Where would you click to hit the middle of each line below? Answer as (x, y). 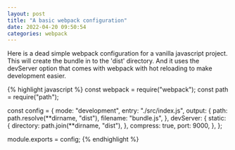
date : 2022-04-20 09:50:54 (47, 27)
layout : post (26, 14)
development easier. (37, 76)
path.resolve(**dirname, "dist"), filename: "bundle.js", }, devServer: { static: (117, 118)
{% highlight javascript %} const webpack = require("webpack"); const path (118, 89)
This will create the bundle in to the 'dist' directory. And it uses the (103, 61)
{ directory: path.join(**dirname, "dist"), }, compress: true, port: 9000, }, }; (115, 126)
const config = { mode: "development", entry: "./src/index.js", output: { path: (118, 111)
